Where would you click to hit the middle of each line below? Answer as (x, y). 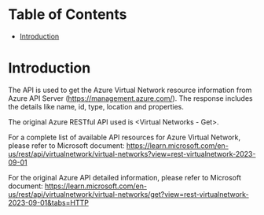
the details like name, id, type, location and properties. (96, 106)
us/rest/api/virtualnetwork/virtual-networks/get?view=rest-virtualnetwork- (128, 194)
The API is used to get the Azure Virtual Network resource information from (130, 90)
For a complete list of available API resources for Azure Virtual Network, (125, 137)
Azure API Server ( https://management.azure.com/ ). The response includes (130, 98)
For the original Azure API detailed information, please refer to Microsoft (125, 177)
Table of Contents (68, 15)
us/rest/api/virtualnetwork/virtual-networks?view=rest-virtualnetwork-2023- (132, 154)
